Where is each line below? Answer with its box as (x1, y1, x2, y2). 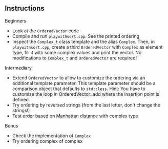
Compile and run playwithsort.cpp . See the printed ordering (12, 33, 139, 39)
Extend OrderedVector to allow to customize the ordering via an (12, 74, 145, 81)
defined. (12, 96, 30, 102)
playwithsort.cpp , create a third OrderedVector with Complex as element (12, 44, 163, 50)
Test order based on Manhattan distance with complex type (12, 113, 139, 119)
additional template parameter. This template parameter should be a (12, 80, 156, 86)
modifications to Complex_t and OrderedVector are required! (12, 55, 137, 61)
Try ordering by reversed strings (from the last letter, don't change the (12, 102, 161, 108)
